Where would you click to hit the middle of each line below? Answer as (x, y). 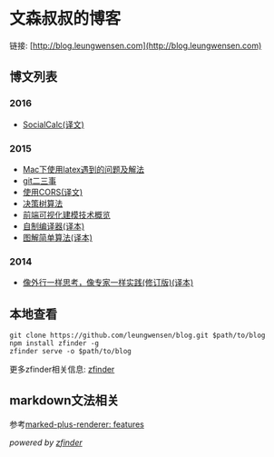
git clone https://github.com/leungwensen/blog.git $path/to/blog (137, 336)
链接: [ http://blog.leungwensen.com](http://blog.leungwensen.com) (136, 45)
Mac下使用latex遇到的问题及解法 (83, 169)
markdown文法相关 (64, 401)
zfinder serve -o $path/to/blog (70, 352)
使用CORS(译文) (53, 192)
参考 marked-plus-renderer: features (77, 424)
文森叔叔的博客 (65, 19)
